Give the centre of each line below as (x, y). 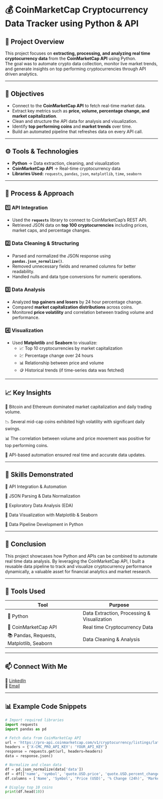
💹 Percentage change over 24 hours (56, 356)
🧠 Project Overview (35, 42)
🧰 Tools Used (25, 592)
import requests (21, 724)
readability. (23, 271)
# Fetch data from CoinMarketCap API (43, 738)
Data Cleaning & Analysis (111, 639)
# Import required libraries (34, 720)
